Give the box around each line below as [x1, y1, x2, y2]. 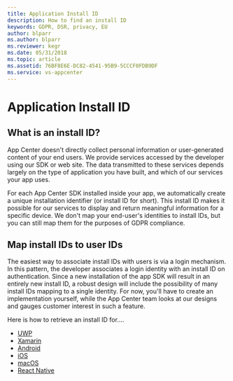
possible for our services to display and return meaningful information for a [7, 204, 224, 212]
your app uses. [7, 175, 50, 183]
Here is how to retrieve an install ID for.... [7, 316, 125, 324]
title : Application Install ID [7, 10, 99, 18]
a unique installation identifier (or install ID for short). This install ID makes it [7, 196, 225, 205]
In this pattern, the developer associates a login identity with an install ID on [7, 265, 225, 273]
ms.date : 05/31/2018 [7, 50, 68, 57]
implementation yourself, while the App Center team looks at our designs [7, 295, 218, 303]
